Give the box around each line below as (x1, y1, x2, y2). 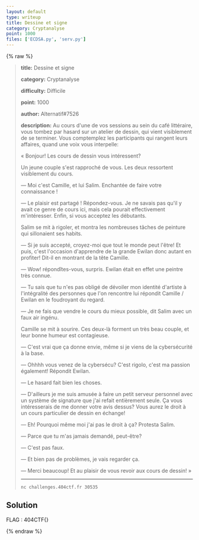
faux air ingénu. (20, 314, 59, 321)
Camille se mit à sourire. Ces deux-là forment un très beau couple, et (20, 325, 190, 332)
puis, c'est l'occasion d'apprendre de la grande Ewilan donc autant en (20, 248, 191, 255)
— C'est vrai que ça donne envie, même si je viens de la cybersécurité (20, 343, 193, 350)
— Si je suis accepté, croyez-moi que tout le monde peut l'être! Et (20, 241, 181, 249)
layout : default (6, 8, 46, 15)
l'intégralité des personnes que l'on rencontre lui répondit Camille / (20, 290, 184, 297)
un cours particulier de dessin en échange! (20, 410, 126, 416)
